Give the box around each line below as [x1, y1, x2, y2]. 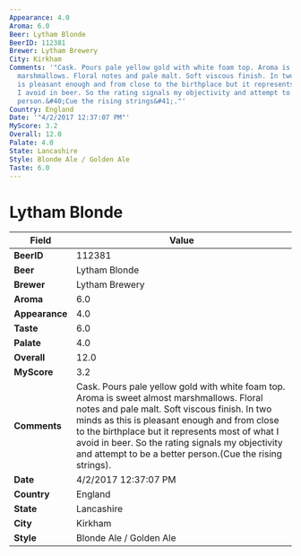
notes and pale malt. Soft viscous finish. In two [75, 403, 272, 415]
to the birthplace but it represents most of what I [75, 425, 279, 438]
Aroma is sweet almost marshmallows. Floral [75, 392, 263, 404]
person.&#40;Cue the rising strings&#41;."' [17, 96, 186, 106]
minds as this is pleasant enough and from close [75, 414, 279, 427]
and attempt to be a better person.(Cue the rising [75, 447, 282, 460]
